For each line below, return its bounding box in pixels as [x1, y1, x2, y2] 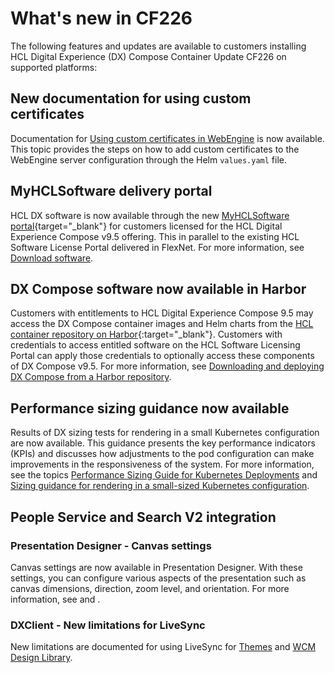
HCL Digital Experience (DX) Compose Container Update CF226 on [10, 50, 287, 62]
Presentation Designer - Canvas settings [10, 538, 212, 552]
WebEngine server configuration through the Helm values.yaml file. [10, 153, 288, 166]
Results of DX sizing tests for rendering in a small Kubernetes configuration [10, 427, 320, 439]
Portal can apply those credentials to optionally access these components [10, 350, 315, 362]
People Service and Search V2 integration [10, 508, 277, 526]
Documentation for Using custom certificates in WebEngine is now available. [10, 132, 325, 144]
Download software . [10, 252, 94, 264]
